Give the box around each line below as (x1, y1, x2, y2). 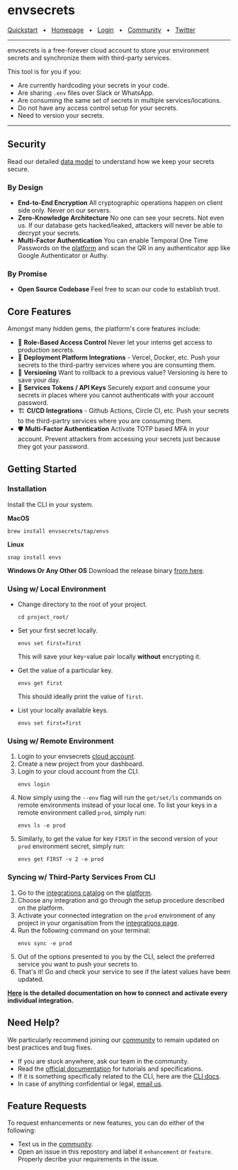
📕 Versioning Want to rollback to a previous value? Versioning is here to (17, 368, 228, 377)
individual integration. (7, 996, 74, 1005)
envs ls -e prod (17, 822, 66, 830)
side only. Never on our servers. (17, 206, 111, 215)
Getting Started (7, 463, 77, 475)
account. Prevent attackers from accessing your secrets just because (17, 435, 221, 443)
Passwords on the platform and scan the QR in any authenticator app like (17, 244, 231, 252)
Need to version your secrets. (17, 111, 105, 119)
